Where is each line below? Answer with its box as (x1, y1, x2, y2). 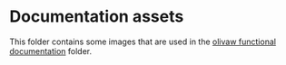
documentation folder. (9, 45, 93, 56)
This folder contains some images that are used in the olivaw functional (9, 36, 277, 47)
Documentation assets (9, 6, 184, 27)
